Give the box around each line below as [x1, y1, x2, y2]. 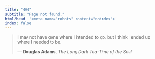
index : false [5, 20, 32, 26]
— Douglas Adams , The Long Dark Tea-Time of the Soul [17, 49, 132, 55]
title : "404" [5, 7, 32, 12]
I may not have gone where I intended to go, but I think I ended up [17, 34, 151, 40]
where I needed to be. [17, 39, 62, 45]
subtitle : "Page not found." [5, 12, 65, 17]
